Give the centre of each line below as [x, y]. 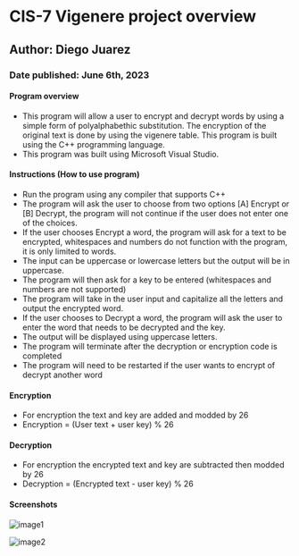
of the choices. [50, 223]
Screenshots [33, 504]
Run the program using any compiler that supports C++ [124, 194]
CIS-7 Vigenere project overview [133, 17]
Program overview [44, 97]
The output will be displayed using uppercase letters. [120, 336]
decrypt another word [62, 375]
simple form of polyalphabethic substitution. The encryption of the [144, 125]
